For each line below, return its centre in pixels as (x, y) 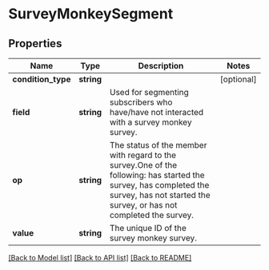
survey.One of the (143, 165)
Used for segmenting (149, 92)
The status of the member (158, 145)
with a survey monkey (151, 122)
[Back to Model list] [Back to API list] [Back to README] (100, 258)
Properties (35, 44)
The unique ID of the (148, 228)
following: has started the (157, 175)
